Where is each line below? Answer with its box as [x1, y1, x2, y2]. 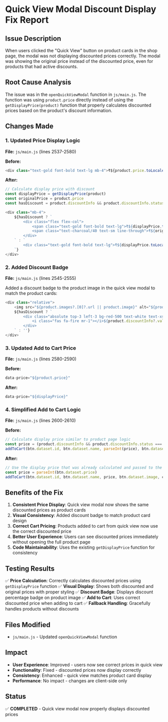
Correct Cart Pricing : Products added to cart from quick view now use [12, 523, 158, 529]
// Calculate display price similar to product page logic [5, 437, 131, 442]
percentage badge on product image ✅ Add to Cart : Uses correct [5, 594, 140, 601]
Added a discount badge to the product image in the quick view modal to [5, 285, 155, 291]
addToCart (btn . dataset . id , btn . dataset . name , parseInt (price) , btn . [5, 446, 151, 452]
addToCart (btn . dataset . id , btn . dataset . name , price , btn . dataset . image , [5, 474, 160, 479]
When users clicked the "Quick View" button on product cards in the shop [5, 48, 157, 53]
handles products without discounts [5, 606, 79, 612]
